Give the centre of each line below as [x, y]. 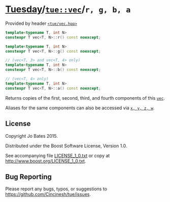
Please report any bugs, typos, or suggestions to [56, 189]
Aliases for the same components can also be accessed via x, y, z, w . [80, 108]
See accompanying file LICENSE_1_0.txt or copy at [58, 155]
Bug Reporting [29, 176]
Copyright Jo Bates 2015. [32, 136]
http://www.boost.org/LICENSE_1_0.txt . [46, 161]
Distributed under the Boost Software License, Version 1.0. [66, 146]
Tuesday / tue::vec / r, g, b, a [68, 9]
